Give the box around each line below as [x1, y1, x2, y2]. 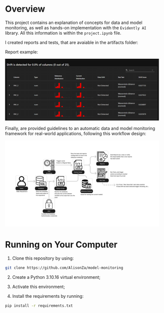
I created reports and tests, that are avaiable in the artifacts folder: [5, 39, 138, 45]
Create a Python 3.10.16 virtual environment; [12, 274, 101, 280]
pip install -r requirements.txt [5, 303, 73, 309]
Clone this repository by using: [12, 255, 74, 261]
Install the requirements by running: [12, 293, 84, 299]
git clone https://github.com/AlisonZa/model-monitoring [5, 266, 123, 270]
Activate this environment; [12, 284, 65, 290]
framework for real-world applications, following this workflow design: [5, 131, 146, 136]
